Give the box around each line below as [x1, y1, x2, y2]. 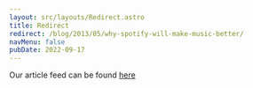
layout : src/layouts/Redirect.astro [9, 12, 145, 22]
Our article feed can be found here [9, 70, 136, 80]
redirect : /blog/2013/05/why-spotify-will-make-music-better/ [9, 29, 244, 38]
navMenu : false [9, 37, 66, 47]
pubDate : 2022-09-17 [9, 46, 86, 55]
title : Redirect [9, 21, 69, 30]
